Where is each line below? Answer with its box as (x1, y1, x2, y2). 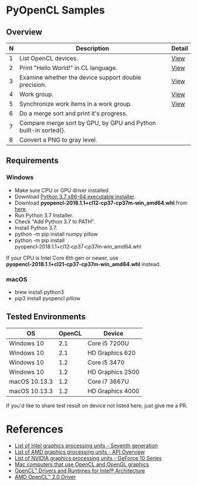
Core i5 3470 (87, 358, 125, 366)
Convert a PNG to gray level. (19, 136, 98, 144)
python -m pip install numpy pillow (14, 230, 98, 237)
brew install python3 (14, 289, 64, 296)
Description (76, 45, 110, 52)
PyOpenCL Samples (6, 4, 106, 17)
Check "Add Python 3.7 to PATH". (14, 218, 96, 225)
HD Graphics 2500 (87, 368, 140, 376)
